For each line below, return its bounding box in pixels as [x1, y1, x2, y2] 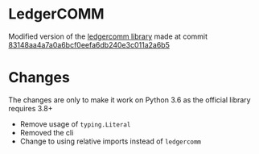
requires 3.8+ [8, 103, 53, 113]
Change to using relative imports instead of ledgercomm [19, 136, 202, 146]
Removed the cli [19, 127, 74, 137]
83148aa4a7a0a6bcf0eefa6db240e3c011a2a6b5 [8, 40, 171, 49]
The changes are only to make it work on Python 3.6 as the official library [8, 94, 251, 105]
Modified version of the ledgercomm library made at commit [8, 31, 208, 41]
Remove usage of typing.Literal [19, 119, 131, 129]
